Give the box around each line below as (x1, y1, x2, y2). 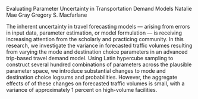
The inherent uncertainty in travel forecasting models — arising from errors (6, 23, 190, 30)
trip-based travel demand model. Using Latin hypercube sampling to (6, 55, 174, 61)
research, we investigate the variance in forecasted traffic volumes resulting (6, 42, 193, 49)
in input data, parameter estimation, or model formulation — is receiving (6, 29, 183, 36)
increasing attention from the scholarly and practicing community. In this (6, 36, 184, 42)
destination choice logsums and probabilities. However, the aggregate (6, 74, 178, 81)
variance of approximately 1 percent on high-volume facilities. (6, 86, 158, 93)
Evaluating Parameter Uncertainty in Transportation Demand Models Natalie (6, 5, 192, 12)
